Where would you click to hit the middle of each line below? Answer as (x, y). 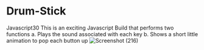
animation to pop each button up (47, 40)
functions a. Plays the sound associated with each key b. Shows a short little (102, 34)
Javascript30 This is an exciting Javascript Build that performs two (90, 28)
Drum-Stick (36, 11)
